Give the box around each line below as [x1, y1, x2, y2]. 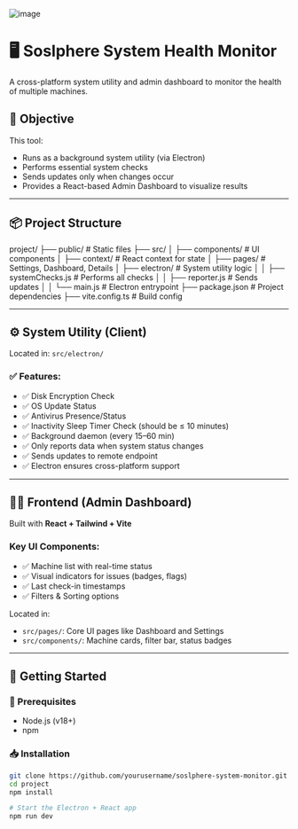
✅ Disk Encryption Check [21, 390, 115, 401]
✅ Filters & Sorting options [21, 590, 120, 601]
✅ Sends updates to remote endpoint [21, 450, 158, 461]
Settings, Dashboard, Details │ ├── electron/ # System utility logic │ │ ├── [9, 262, 286, 273]
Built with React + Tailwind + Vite [9, 519, 132, 529]
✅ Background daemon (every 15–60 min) [21, 430, 175, 441]
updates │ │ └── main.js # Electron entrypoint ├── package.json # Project [9, 281, 284, 292]
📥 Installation [9, 747, 71, 760]
